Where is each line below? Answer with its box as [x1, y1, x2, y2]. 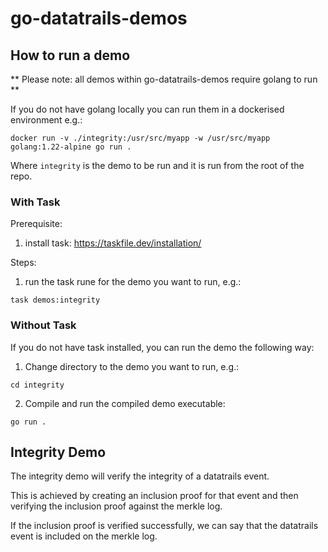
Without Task [10, 318, 77, 332]
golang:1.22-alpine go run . [10, 142, 132, 152]
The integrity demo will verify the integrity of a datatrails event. [10, 470, 270, 482]
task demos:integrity [10, 295, 101, 306]
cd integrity [10, 380, 65, 390]
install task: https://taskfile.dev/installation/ [24, 237, 202, 249]
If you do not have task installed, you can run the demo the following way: [10, 341, 315, 353]
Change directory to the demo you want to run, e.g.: [24, 360, 240, 372]
